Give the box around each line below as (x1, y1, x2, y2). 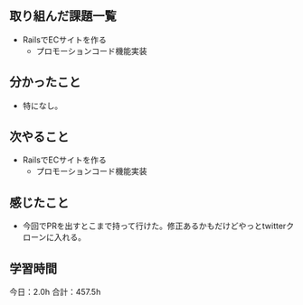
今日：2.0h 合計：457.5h (9, 287, 101, 298)
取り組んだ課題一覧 (9, 8, 117, 24)
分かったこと (9, 75, 81, 90)
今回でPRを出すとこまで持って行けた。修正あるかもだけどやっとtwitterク (22, 220, 295, 232)
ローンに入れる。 (22, 232, 87, 243)
